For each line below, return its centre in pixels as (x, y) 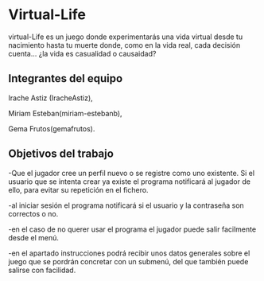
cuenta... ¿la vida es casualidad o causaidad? (82, 53)
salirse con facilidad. (42, 270)
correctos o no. (33, 213)
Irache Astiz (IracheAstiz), (50, 98)
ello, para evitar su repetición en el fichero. (78, 189)
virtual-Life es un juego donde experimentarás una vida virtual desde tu (126, 37)
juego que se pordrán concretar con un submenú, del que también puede (128, 261)
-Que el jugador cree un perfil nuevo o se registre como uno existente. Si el (132, 173)
